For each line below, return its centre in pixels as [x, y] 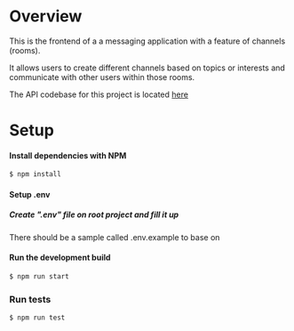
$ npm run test [37, 318]
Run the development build [60, 258]
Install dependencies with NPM [68, 155]
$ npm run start [39, 276]
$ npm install [36, 174]
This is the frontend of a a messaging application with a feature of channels [147, 41]
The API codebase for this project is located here [99, 94]
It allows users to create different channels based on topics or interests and [147, 68]
